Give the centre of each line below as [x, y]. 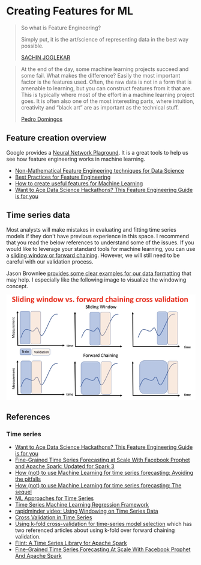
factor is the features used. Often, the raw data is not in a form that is [106, 82]
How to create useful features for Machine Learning [79, 183]
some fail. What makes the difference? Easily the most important [100, 75]
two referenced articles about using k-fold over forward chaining [95, 530]
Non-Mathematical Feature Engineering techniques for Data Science [99, 170]
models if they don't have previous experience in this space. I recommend [98, 236]
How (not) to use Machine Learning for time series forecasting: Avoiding [104, 473]
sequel [23, 492]
